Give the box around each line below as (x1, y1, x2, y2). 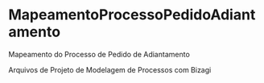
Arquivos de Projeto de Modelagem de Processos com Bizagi (8, 64, 212, 74)
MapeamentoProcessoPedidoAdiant (8, 6, 256, 24)
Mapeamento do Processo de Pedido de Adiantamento (8, 49, 191, 59)
